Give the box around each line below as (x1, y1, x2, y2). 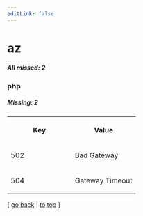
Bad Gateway (75, 151, 119, 160)
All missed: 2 (7, 63, 46, 72)
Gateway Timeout (75, 176, 133, 185)
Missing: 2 (7, 98, 38, 107)
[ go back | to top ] (7, 200, 60, 209)
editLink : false (7, 10, 54, 17)
